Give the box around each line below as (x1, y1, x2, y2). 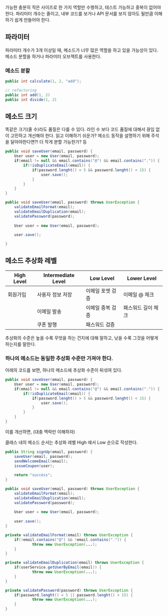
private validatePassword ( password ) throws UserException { (5, 587, 133, 593)
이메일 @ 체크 (123, 291, 154, 298)
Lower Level (127, 275, 156, 282)
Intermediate (43, 272, 75, 279)
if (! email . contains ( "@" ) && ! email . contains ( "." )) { (14, 537, 126, 542)
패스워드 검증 (85, 321, 115, 328)
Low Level (89, 275, 114, 282)
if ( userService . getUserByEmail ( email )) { (14, 565, 101, 570)
